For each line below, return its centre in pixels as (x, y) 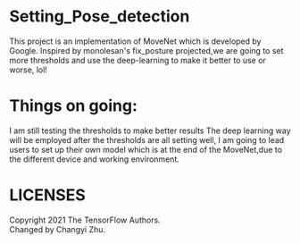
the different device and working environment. (95, 159)
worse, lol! (28, 70)
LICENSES (48, 195)
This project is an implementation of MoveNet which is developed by (135, 41)
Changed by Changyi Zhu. (57, 229)
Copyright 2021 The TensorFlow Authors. (85, 220)
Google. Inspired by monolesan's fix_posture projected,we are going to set (146, 50)
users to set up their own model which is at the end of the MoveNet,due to (146, 149)
